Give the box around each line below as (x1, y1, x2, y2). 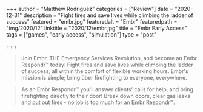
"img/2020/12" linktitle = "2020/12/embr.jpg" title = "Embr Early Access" (6, 24, 187, 32)
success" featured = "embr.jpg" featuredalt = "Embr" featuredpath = (6, 18, 178, 25)
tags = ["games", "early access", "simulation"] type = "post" (6, 31, 156, 38)
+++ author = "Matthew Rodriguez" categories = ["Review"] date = (6, 5, 174, 12)
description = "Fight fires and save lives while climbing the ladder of (23, 12, 194, 19)
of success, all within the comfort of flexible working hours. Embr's (21, 68, 189, 75)
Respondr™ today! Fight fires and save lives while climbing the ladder (21, 61, 194, 68)
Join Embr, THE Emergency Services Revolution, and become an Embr (21, 55, 197, 61)
